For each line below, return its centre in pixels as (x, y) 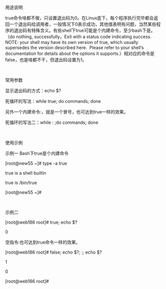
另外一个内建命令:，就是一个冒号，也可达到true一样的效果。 (67, 112)
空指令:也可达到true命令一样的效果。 (43, 242)
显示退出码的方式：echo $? (33, 91)
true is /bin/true (21, 183)
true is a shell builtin (26, 173)
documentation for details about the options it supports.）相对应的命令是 (80, 53)
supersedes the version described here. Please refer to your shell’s (75, 47)
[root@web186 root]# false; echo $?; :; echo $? (54, 252)
